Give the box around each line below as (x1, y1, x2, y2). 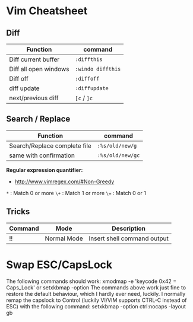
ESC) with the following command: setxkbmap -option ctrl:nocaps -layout (6, 302, 186, 310)
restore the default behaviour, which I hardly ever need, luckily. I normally (6, 290, 186, 297)
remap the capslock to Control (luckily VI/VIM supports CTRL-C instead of (6, 297, 187, 304)
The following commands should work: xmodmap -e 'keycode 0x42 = (6, 278, 177, 285)
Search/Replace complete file (9, 141, 92, 149)
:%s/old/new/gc (97, 152, 140, 158)
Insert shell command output (88, 234, 169, 243)
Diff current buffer (9, 55, 60, 63)
